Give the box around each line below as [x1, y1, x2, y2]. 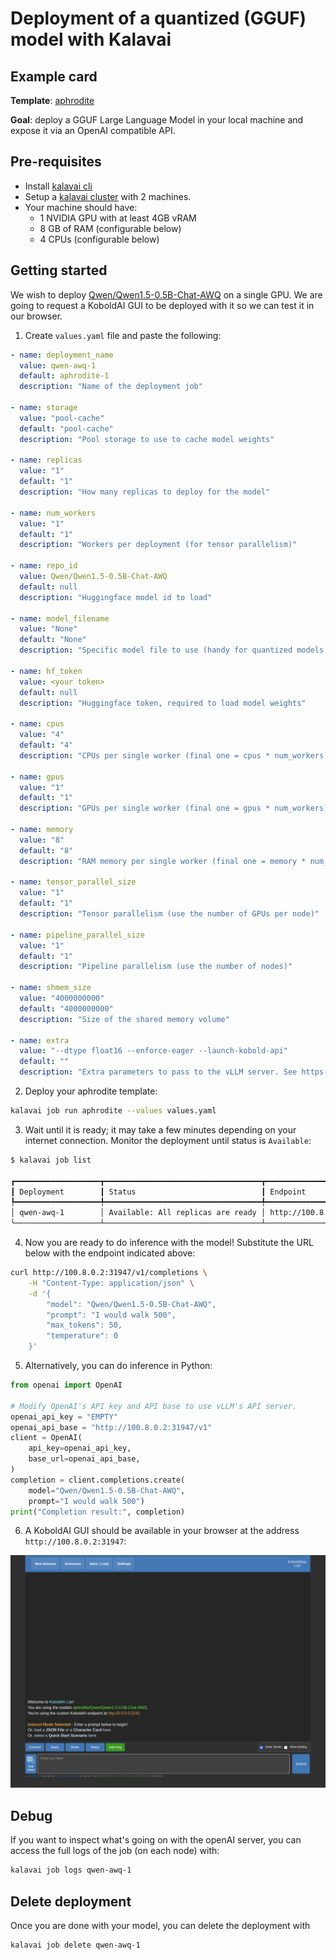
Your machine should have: [24, 201, 138, 213]
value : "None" [19, 624, 78, 634]
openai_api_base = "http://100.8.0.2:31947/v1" [10, 1422, 213, 1432]
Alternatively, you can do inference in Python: [24, 1360, 213, 1371]
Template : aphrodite [10, 95, 95, 106]
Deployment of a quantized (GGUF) [10, 7, 307, 30]
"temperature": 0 [46, 1331, 118, 1341]
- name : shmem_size [10, 983, 92, 993]
